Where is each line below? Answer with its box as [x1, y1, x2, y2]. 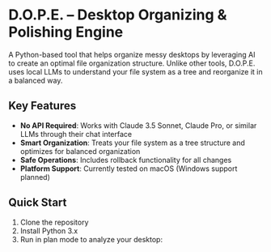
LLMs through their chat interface [19, 129, 132, 139]
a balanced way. [8, 75, 63, 85]
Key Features [8, 99, 77, 113]
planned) [19, 172, 51, 182]
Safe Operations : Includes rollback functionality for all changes [19, 155, 232, 164]
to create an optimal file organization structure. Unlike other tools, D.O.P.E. [8, 58, 256, 68]
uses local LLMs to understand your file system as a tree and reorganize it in [8, 66, 263, 76]
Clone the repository [19, 217, 89, 227]
